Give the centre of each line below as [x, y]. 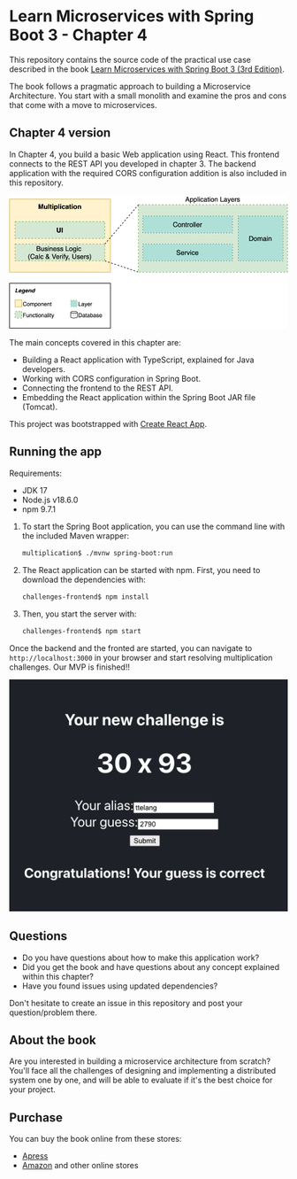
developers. [44, 369]
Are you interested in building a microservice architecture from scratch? [140, 1061]
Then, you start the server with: [79, 614]
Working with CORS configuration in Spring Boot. [111, 379]
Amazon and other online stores [80, 1166]
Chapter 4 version [60, 133]
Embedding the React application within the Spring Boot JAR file [139, 398]
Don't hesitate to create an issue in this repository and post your [126, 1003]
